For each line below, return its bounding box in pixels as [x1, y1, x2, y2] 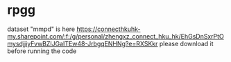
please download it [159, 39, 214, 48]
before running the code [7, 47, 77, 55]
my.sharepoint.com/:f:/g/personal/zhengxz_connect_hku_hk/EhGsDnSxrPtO [7, 32, 224, 40]
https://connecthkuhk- [76, 25, 141, 33]
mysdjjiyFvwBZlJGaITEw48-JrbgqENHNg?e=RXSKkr [7, 39, 158, 48]
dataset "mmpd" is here [7, 25, 76, 33]
